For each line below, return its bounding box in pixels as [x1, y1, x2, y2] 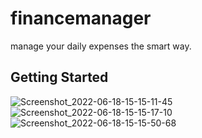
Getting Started [10, 69, 109, 86]
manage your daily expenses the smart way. [10, 40, 192, 52]
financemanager [10, 7, 152, 30]
